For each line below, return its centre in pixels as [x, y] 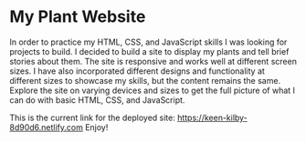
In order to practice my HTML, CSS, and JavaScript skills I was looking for [148, 42]
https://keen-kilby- [212, 117]
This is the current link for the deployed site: [92, 117]
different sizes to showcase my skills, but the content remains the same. [145, 80]
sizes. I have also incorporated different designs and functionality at [137, 71]
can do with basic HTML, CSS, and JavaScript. [97, 100]
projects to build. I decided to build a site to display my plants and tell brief [149, 51]
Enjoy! [97, 127]
